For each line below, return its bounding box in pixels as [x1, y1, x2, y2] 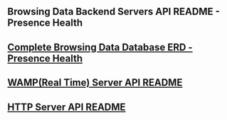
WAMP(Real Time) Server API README [7, 76, 183, 89]
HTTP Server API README [7, 101, 126, 113]
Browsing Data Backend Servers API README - [7, 6, 221, 18]
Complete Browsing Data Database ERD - [7, 41, 194, 53]
